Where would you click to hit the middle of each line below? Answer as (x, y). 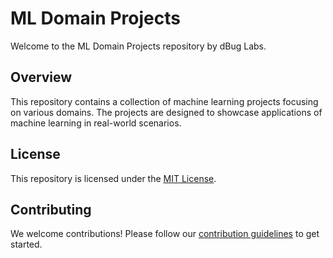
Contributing (51, 209)
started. (26, 244)
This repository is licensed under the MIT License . (113, 178)
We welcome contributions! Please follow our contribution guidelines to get (165, 234)
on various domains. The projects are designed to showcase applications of (166, 112)
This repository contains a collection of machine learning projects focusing (164, 101)
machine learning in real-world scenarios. (96, 123)
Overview (41, 77)
